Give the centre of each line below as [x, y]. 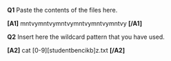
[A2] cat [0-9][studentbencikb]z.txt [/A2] [66, 50]
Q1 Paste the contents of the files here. [62, 10]
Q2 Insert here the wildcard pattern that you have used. [86, 37]
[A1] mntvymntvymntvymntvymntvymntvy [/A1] [75, 23]
